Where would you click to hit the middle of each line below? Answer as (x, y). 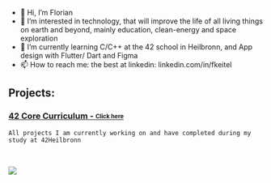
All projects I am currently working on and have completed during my (130, 133)
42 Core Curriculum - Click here (66, 116)
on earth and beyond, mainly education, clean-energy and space (128, 30)
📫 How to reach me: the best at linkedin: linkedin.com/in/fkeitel (126, 64)
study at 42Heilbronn (45, 140)
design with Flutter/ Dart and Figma (79, 55)
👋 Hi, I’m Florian (46, 13)
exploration (39, 38)
